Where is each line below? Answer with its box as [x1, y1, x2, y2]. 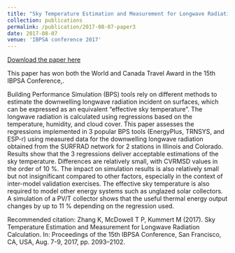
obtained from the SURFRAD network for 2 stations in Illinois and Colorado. [7, 142, 224, 151]
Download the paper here [7, 55, 81, 64]
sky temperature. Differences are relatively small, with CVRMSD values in [7, 157, 218, 165]
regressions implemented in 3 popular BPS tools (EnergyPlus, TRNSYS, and [7, 128, 225, 136]
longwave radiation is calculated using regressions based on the [7, 113, 192, 121]
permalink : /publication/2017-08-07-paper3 [7, 23, 136, 30]
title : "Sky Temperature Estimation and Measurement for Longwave [7, 10, 205, 18]
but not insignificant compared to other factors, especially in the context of [7, 172, 223, 181]
